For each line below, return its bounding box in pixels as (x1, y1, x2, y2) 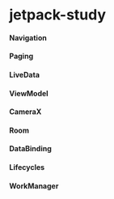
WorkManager (9, 180, 59, 191)
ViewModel (9, 88, 49, 98)
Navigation (9, 32, 47, 42)
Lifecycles (9, 162, 45, 171)
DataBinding (9, 144, 52, 154)
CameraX (9, 107, 42, 116)
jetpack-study (9, 6, 107, 24)
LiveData (9, 70, 40, 79)
